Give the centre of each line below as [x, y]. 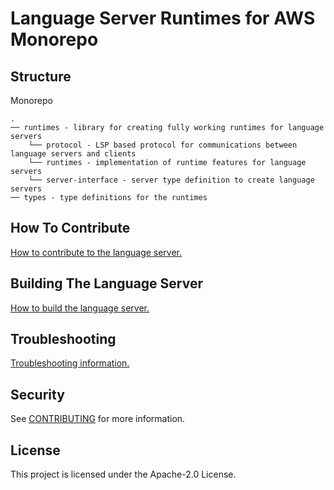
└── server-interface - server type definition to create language [171, 180]
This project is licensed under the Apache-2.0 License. [123, 474]
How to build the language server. [80, 308]
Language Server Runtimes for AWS [163, 18]
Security [37, 394]
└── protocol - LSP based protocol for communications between [163, 145]
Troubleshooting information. [70, 363]
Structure [41, 76]
